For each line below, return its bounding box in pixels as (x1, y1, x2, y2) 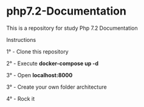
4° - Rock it (6, 95, 35, 102)
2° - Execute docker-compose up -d (6, 60, 99, 67)
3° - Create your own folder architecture (6, 83, 108, 91)
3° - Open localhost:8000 (6, 71, 73, 78)
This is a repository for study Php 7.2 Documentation (6, 24, 138, 32)
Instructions (6, 36, 36, 43)
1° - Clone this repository (6, 47, 69, 55)
